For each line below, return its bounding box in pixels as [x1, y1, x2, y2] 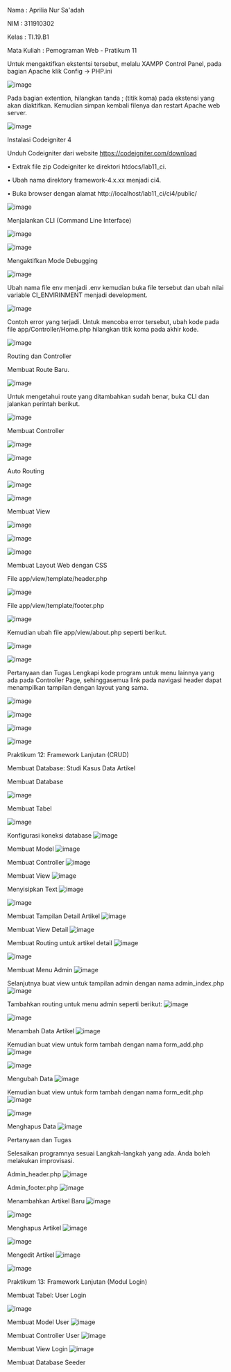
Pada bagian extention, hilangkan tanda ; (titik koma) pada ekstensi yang [7, 94, 215, 102]
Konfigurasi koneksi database [7, 831, 92, 839]
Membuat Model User [7, 1318, 69, 1326]
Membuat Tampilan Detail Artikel [7, 912, 101, 920]
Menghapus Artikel [7, 1224, 62, 1232]
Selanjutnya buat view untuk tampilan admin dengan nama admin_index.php [7, 979, 225, 988]
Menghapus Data [7, 1122, 57, 1130]
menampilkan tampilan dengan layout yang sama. [7, 684, 149, 691]
